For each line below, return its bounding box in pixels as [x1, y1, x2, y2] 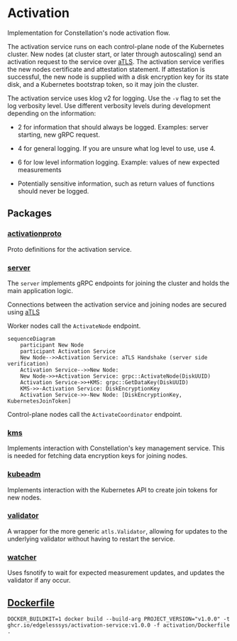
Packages [7, 208, 52, 220]
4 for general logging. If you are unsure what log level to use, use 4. [17, 144, 216, 152]
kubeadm [7, 470, 41, 480]
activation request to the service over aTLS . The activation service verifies [7, 57, 225, 65]
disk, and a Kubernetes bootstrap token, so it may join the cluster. [7, 80, 199, 88]
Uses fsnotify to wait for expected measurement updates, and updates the [7, 568, 225, 577]
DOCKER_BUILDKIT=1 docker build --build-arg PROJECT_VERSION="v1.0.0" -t [7, 615, 231, 623]
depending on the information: [7, 109, 97, 117]
